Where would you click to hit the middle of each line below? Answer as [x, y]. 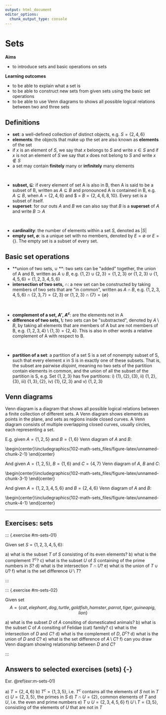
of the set [22, 145]
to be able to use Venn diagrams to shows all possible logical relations [84, 101]
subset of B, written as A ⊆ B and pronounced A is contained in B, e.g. [84, 191]
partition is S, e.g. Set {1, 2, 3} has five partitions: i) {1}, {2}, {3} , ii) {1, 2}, [84, 376]
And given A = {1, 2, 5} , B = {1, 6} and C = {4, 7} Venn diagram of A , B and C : [83, 464]
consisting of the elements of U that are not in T [54, 707]
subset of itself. [28, 201]
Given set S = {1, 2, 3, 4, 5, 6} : [34, 545]
